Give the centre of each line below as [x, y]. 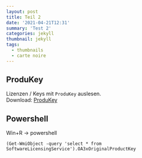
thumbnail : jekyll [29, 39]
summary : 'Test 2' [29, 28]
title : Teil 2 [24, 17]
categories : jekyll [30, 34]
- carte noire [29, 56]
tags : [13, 45]
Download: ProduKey [32, 100]
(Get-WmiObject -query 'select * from [54, 144]
